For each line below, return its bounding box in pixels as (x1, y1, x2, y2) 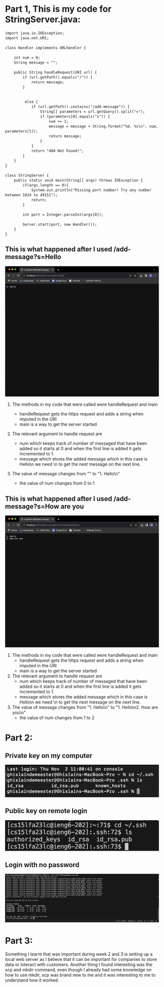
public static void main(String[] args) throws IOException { (14, 178, 143, 182)
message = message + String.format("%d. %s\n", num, (48, 124, 159, 129)
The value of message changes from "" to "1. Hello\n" (12, 471, 121, 477)
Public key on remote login (5, 807, 88, 815)
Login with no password (5, 860, 80, 869)
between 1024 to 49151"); (5, 192, 58, 197)
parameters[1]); (5, 129, 38, 133)
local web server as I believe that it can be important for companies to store (5, 957, 157, 962)
